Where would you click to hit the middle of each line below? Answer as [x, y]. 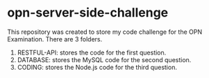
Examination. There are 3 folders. [55, 39]
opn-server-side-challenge [88, 13]
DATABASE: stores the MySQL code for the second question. [104, 59]
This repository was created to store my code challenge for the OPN [105, 32]
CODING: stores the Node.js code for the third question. [97, 67]
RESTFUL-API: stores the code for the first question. [92, 52]
